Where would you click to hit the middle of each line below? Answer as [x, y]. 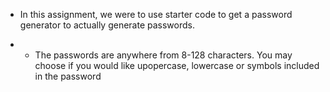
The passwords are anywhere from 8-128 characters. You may [163, 55]
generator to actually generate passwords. [107, 25]
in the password [68, 76]
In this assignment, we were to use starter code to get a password [156, 14]
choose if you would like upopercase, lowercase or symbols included [177, 65]
